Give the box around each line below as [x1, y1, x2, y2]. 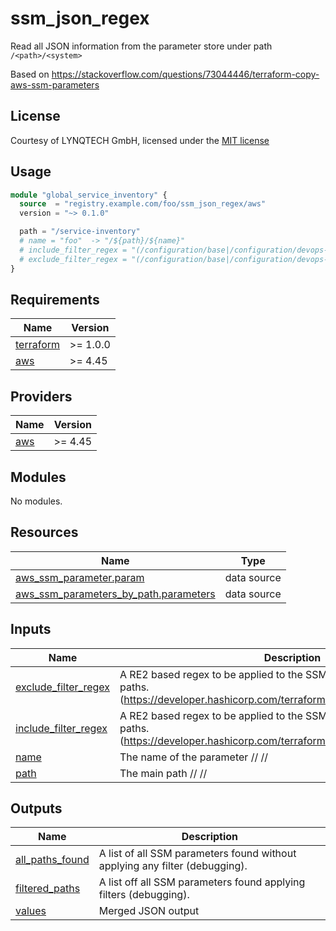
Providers [10, 388, 73, 405]
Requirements [10, 291, 100, 308]
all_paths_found [15, 853, 90, 867]
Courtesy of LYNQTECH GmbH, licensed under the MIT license [10, 134, 270, 146]
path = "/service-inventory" [19, 227, 141, 237]
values [15, 904, 47, 918]
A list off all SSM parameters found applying [98, 875, 306, 889]
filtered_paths [15, 882, 81, 896]
